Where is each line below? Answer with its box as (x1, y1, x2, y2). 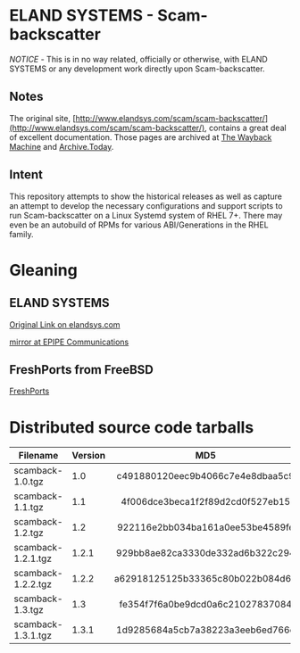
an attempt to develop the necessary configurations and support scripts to (9, 200, 283, 211)
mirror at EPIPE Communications (9, 336, 129, 347)
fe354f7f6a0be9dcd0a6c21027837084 (119, 599, 293, 611)
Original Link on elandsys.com (9, 318, 121, 330)
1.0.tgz (13, 475, 45, 488)
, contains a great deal (204, 122, 287, 133)
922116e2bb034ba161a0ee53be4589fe (117, 521, 295, 533)
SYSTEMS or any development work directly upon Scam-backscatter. (9, 63, 265, 74)
